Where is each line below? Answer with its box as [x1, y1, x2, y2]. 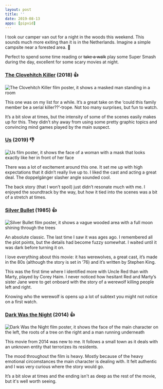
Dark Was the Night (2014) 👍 [5, 311, 75, 318]
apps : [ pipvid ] [5, 20, 36, 26]
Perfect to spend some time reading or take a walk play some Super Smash [5, 54, 156, 60]
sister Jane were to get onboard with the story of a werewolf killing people [5, 279, 154, 285]
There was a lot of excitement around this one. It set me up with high [5, 164, 143, 170]
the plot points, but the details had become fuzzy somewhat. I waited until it [5, 239, 157, 245]
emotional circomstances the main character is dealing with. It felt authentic [5, 359, 157, 365]
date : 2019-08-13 [5, 16, 40, 21]
